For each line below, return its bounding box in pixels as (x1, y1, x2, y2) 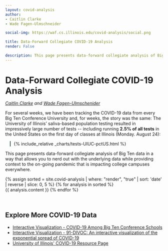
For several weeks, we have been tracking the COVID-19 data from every (5, 109, 155, 115)
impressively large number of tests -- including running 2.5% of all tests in (5, 125, 159, 131)
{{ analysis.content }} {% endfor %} (5, 186, 79, 192)
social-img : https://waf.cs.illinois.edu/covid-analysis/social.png (5, 30, 151, 35)
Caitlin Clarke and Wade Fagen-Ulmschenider (5, 100, 100, 106)
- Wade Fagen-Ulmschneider (5, 21, 61, 26)
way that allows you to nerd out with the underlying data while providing (5, 155, 154, 161)
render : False (5, 44, 35, 49)
